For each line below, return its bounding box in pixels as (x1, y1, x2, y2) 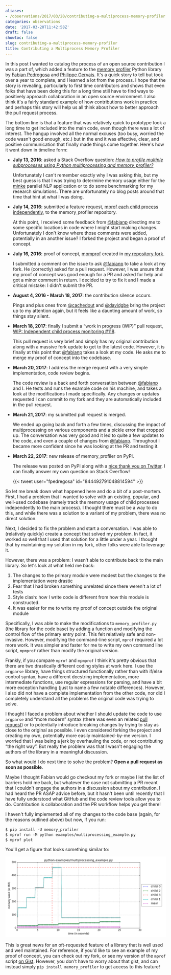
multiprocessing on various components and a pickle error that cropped (12, 427, 164, 433)
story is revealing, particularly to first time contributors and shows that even (5, 82, 165, 88)
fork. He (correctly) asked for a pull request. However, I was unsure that (12, 266, 164, 272)
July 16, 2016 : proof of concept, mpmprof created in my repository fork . (12, 251, 165, 257)
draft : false (5, 30, 33, 35)
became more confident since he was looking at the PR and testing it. (12, 443, 159, 449)
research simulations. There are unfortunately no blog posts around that (12, 188, 164, 194)
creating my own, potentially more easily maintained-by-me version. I (5, 732, 151, 739)
